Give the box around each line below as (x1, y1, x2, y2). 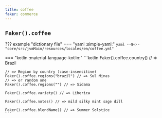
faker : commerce (5, 12, 38, 17)
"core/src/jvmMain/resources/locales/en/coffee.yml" (5, 47, 114, 51)
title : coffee (5, 7, 34, 12)
